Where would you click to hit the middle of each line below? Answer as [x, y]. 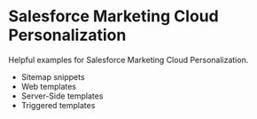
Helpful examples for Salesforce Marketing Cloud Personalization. [128, 59]
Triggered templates [58, 105]
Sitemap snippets [53, 76]
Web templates [49, 86]
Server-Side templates [62, 96]
